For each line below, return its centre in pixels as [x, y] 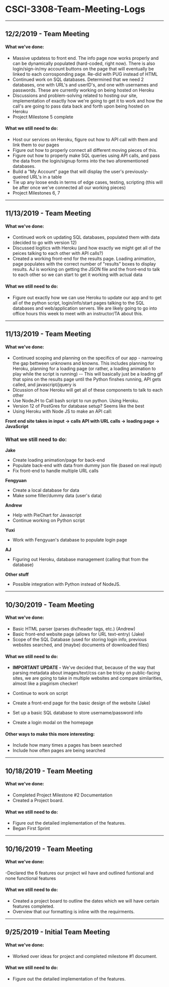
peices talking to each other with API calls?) [58, 253]
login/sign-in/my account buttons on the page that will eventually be [83, 68]
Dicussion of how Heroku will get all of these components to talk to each [88, 390]
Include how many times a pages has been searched [67, 745]
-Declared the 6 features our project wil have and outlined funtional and [79, 873]
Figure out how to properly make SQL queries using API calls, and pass [86, 155]
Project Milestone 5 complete [43, 117]
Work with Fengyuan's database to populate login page [70, 540]
